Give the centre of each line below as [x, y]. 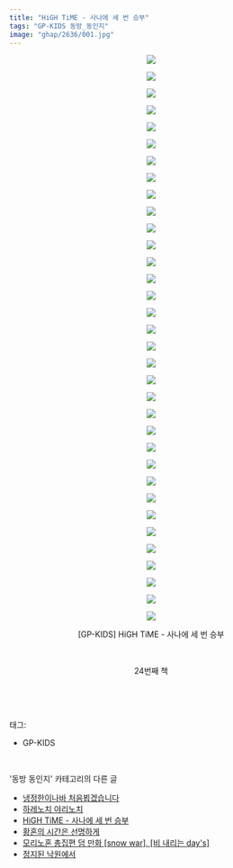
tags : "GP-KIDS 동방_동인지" [59, 26]
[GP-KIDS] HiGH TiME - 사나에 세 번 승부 [151, 634]
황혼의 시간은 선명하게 [61, 832]
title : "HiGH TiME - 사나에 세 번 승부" [80, 18]
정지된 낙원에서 [49, 855]
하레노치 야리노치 [53, 810]
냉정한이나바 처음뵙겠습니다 [71, 798]
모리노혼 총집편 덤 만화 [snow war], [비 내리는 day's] [116, 843]
